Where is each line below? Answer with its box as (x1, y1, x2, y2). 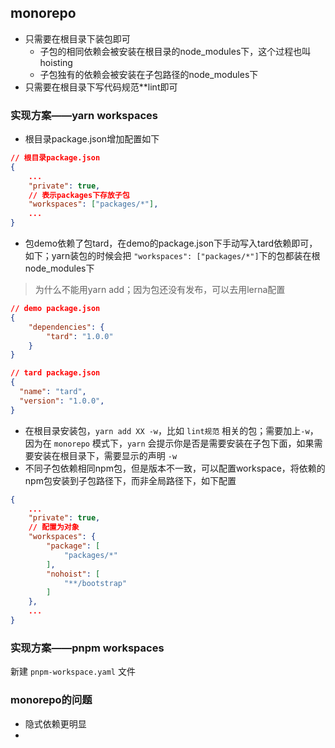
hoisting (39, 56, 73, 68)
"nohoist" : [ (46, 569, 101, 579)
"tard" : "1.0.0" (46, 331, 114, 341)
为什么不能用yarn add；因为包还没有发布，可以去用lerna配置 (34, 284, 286, 296)
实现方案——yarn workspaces (10, 108, 158, 122)
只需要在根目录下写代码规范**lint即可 (24, 81, 178, 93)
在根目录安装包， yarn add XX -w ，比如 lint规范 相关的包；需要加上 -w (24, 424, 310, 436)
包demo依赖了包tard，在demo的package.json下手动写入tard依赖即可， (24, 237, 318, 250)
